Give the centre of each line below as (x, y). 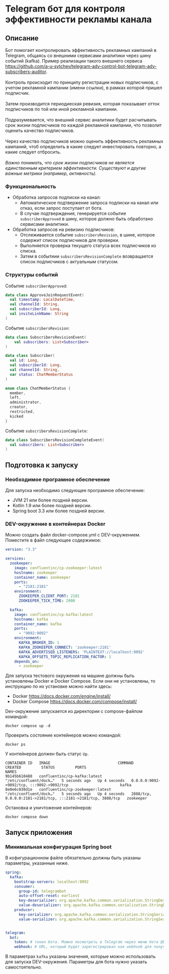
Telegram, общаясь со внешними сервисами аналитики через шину (78, 55)
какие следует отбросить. (33, 152)
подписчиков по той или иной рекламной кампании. (62, 109)
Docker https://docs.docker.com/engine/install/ (61, 696)
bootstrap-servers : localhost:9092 (52, 882)
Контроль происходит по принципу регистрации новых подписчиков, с (82, 82)
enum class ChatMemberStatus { (38, 388)
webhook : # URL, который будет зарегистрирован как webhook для (83, 947)
